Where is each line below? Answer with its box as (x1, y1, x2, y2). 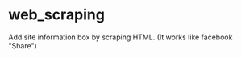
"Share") (8, 40, 38, 50)
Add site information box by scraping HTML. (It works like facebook (8, 32, 233, 42)
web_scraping (8, 6, 105, 24)
